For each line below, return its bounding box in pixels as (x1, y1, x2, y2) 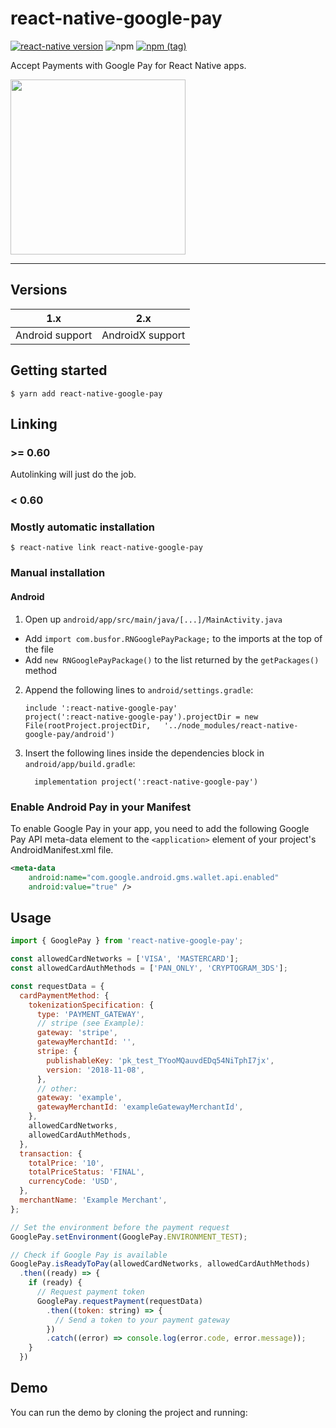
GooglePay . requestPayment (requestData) (36, 1296, 203, 1306)
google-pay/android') (24, 729, 115, 739)
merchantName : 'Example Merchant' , (19, 1195, 168, 1206)
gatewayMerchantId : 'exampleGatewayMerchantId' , (36, 1102, 244, 1112)
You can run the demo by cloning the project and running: (10, 1406, 248, 1418)
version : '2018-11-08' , (46, 1065, 145, 1075)
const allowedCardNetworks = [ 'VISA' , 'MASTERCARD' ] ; (10, 954, 240, 964)
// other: (36, 1083, 78, 1094)
